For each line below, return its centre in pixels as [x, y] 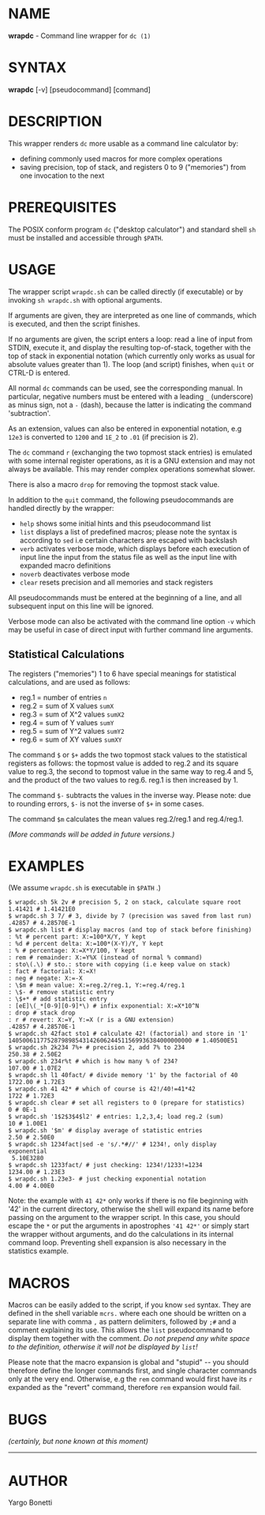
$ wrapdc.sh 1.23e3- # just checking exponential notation [107, 1179]
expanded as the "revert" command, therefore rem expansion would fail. [125, 1388]
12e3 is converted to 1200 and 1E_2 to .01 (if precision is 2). [103, 436]
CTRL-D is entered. [39, 372]
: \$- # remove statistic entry [61, 992]
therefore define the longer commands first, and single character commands [132, 1371]
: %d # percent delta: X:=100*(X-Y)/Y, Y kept [86, 944]
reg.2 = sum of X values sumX [67, 705]
